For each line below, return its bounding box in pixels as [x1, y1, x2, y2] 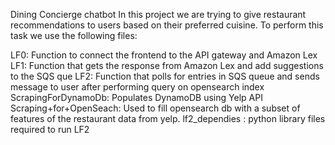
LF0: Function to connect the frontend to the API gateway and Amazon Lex [10, 49, 318, 61]
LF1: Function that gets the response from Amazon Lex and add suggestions [10, 60, 324, 71]
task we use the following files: [10, 30, 138, 41]
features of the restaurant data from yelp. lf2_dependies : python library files [10, 113, 326, 124]
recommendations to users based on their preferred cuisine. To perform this [10, 19, 324, 31]
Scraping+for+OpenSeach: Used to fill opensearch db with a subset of [10, 102, 301, 114]
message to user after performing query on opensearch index [10, 81, 265, 93]
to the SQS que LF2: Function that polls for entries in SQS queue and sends [10, 70, 320, 82]
